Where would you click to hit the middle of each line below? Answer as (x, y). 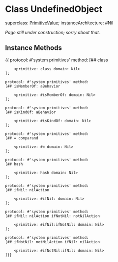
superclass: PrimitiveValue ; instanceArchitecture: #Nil (59, 23)
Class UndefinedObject (54, 9)
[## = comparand (22, 138)
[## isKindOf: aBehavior (30, 112)
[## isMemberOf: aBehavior (33, 86)
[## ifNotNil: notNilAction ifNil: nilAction (52, 242)
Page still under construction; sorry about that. (53, 32)
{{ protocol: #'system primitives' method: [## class (57, 60)
